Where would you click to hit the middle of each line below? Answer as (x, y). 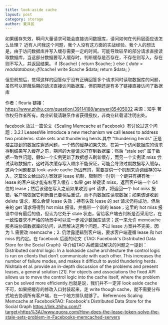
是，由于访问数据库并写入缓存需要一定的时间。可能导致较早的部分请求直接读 (84, 51)
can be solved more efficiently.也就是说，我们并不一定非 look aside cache (81, 283)
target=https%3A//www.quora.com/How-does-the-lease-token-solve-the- (82, 312)
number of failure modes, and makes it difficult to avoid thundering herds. (81, 261)
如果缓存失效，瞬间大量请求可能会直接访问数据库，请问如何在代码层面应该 (82, 39)
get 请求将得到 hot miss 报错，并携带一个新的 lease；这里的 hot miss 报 (89, 207)
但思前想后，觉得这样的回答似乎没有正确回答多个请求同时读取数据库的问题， (84, 80)
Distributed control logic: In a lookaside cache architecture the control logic (83, 250)
